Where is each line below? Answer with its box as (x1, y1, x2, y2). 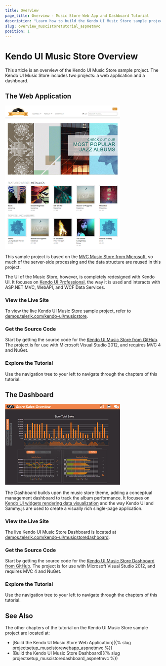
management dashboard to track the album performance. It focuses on (5, 495, 150, 500)
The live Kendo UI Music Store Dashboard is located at (5, 529, 116, 535)
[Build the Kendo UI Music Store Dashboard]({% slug (12, 650, 120, 656)
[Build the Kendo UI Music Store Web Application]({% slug (12, 640, 131, 646)
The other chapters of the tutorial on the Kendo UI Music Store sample (5, 625, 148, 631)
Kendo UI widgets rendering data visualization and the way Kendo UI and (5, 500, 154, 506)
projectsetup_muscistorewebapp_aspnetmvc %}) (12, 645, 113, 651)
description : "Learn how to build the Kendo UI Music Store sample (5, 18, 147, 23)
